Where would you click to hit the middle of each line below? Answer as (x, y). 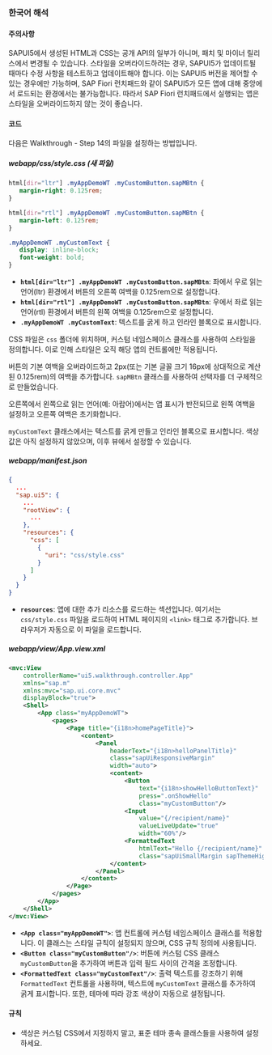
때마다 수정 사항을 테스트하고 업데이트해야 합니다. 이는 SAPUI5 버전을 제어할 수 (133, 74)
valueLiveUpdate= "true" (179, 826)
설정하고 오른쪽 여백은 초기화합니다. (65, 414)
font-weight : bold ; (52, 258)
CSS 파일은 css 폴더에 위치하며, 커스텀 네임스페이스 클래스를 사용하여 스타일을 (132, 339)
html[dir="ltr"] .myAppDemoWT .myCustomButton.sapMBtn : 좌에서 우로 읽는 (141, 282)
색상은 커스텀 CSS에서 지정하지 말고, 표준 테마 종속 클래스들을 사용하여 (132, 1032)
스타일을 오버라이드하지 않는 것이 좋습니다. (76, 104)
